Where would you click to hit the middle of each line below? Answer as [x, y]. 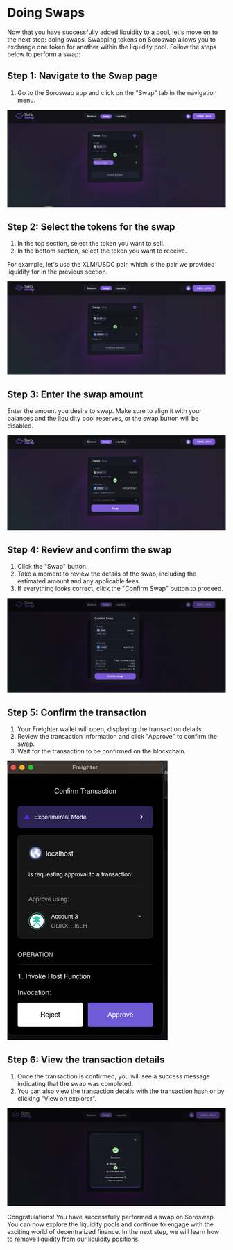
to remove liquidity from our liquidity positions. [74, 1239]
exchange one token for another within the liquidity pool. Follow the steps [112, 47]
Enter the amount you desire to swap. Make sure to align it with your [105, 411]
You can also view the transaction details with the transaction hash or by [121, 1091]
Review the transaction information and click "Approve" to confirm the [117, 737]
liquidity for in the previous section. [58, 272]
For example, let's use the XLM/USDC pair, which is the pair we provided [111, 265]
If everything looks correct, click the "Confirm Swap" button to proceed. [120, 589]
